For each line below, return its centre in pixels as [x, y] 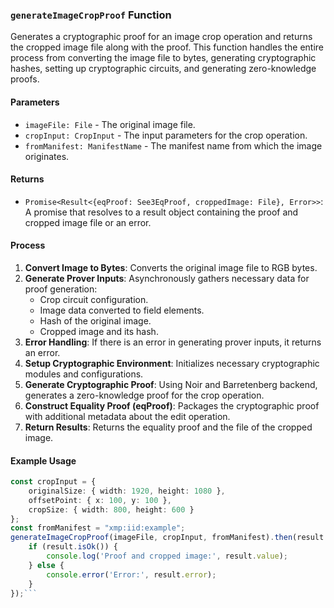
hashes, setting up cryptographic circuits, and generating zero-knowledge [163, 69]
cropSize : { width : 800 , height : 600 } [111, 509]
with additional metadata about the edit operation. [127, 416]
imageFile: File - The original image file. [110, 124]
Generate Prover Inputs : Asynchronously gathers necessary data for [167, 278]
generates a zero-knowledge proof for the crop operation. [144, 395]
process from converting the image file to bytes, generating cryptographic [163, 58]
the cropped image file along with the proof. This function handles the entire [167, 47]
